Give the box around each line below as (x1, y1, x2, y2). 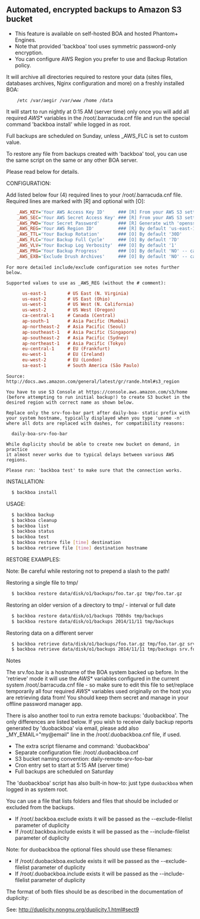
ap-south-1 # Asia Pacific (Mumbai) (21, 318, 129, 324)
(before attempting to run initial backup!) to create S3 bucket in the (6, 394, 190, 400)
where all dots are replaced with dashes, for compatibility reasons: (6, 420, 185, 426)
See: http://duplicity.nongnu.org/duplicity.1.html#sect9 (6, 906, 139, 913)
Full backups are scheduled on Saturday (14, 768, 114, 775)
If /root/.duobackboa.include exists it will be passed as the (14, 870, 158, 877)
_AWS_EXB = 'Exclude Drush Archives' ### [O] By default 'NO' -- (17, 253, 187, 259)
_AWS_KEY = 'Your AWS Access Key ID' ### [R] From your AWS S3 (17, 209, 183, 215)
